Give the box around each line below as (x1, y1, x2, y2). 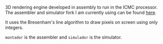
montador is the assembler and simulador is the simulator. (5, 34, 122, 40)
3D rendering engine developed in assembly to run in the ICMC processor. (5, 4, 158, 10)
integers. (5, 24, 23, 30)
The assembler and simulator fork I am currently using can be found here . (5, 9, 157, 15)
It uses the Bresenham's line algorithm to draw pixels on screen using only (5, 19, 158, 25)
